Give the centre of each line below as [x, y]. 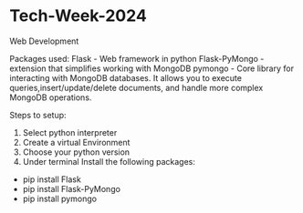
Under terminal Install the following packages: [109, 161]
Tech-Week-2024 [78, 16]
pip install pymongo [60, 198]
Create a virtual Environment [76, 142]
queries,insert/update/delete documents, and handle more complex [136, 87]
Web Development [44, 41]
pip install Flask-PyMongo [72, 188]
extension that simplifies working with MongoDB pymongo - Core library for [152, 68]
